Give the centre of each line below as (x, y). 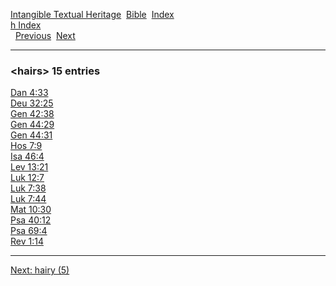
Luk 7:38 (28, 188)
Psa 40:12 (31, 220)
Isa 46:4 (27, 156)
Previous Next (45, 35)
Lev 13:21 (29, 167)
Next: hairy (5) (40, 270)
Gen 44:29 (32, 125)
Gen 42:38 (32, 114)
